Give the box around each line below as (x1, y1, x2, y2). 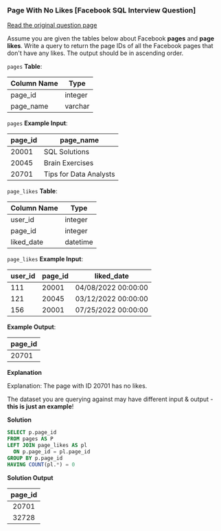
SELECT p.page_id (7, 429, 57, 436)
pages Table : (7, 63, 43, 71)
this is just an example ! (7, 402, 74, 411)
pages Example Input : (7, 119, 68, 127)
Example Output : (7, 323, 56, 332)
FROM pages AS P (7, 435, 54, 442)
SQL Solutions (43, 147, 90, 157)
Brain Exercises (43, 158, 94, 168)
